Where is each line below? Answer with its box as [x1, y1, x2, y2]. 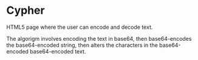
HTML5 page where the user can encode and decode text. [6, 23, 153, 31]
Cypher [6, 4, 45, 17]
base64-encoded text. [30, 47, 86, 55]
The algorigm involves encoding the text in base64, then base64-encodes [6, 35, 192, 42]
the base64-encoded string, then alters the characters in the [6, 41, 158, 49]
